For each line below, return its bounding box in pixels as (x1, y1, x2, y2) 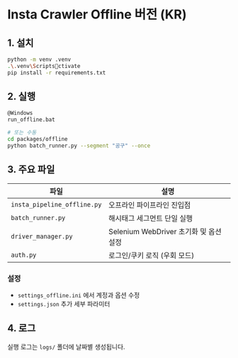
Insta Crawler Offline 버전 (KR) (7, 6, 187, 23)
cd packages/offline (7, 136, 69, 143)
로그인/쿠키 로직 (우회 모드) (108, 250, 195, 260)
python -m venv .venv (7, 56, 72, 63)
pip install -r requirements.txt (7, 69, 106, 76)
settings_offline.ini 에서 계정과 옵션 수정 (17, 291, 140, 299)
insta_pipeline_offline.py (11, 200, 102, 209)
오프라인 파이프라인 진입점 (108, 200, 191, 209)
